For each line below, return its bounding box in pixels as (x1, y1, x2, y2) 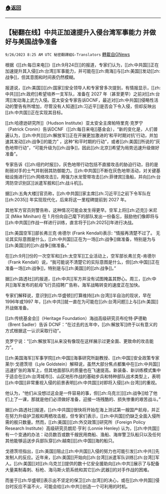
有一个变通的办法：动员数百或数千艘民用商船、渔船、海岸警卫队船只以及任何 (5, 432, 161, 438)
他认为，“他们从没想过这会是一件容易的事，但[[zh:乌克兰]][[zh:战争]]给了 (5, 390, 154, 396)
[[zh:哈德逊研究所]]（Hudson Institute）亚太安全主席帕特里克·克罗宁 (5, 120, 143, 126)
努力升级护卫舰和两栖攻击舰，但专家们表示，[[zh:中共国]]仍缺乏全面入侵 (9, 413, 157, 419)
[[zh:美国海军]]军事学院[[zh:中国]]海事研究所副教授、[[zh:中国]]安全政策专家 (5, 355, 160, 361)
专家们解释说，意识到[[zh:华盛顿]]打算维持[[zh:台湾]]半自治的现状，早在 (5, 293, 152, 299)
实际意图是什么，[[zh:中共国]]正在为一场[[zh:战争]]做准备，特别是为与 (13, 236, 156, 242)
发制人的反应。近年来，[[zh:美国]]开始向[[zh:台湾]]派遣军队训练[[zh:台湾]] (5, 454, 156, 460)
